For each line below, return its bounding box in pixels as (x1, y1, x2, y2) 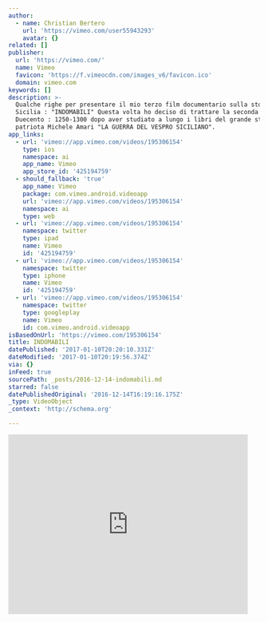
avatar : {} (22, 34, 59, 42)
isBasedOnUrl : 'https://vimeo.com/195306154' (8, 331, 162, 339)
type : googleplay (22, 308, 81, 316)
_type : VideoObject (8, 398, 73, 406)
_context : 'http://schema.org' (8, 405, 112, 414)
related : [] (8, 42, 48, 50)
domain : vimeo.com (15, 78, 77, 86)
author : (8, 11, 34, 20)
